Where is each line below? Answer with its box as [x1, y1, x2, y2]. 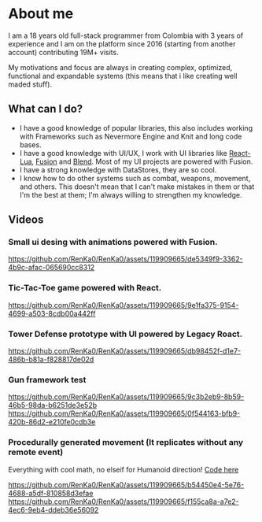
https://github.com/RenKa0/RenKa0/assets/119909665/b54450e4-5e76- [8, 479, 245, 489]
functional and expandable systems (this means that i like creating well [8, 71, 238, 80]
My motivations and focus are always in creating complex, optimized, [8, 62, 233, 72]
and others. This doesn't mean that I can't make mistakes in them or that [19, 182, 255, 191]
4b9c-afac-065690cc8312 [8, 263, 95, 272]
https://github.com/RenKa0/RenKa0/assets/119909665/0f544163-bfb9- [8, 409, 241, 418]
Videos [8, 213, 44, 227]
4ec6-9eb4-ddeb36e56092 [8, 505, 99, 514]
